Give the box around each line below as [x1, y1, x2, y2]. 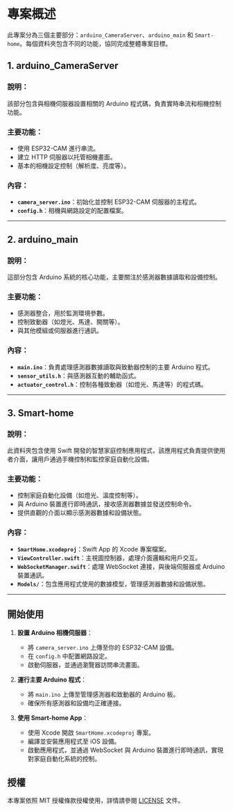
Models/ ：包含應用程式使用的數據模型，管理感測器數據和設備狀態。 [17, 579, 209, 588]
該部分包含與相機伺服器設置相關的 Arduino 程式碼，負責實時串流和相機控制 [7, 99, 222, 108]
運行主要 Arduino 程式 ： [17, 675, 87, 684]
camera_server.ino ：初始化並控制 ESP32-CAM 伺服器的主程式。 [17, 198, 201, 206]
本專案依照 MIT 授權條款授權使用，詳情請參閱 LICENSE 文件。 [7, 796, 184, 805]
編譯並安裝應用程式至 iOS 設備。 [27, 737, 121, 745]
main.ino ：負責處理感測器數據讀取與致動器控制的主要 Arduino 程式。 [17, 362, 214, 371]
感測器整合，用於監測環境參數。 [17, 309, 109, 317]
